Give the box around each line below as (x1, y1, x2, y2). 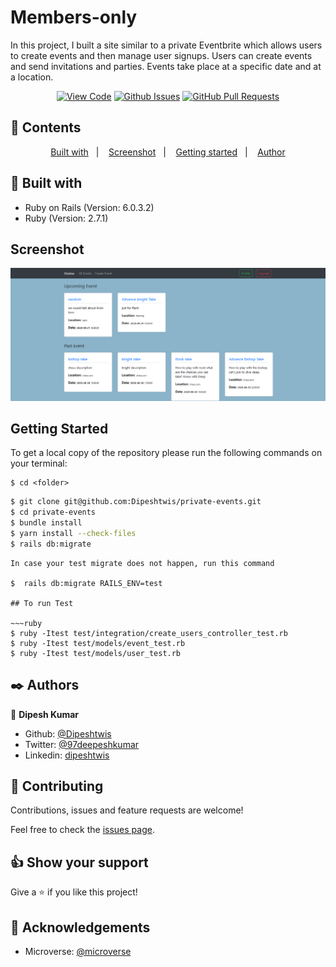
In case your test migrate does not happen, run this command (10, 558, 275, 568)
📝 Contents (10, 119, 82, 136)
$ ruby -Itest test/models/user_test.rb (10, 648, 182, 658)
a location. (10, 71, 54, 83)
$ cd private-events (10, 507, 97, 518)
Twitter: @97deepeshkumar (24, 738, 140, 750)
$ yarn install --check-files (10, 528, 137, 538)
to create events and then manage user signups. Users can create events (10, 49, 313, 61)
